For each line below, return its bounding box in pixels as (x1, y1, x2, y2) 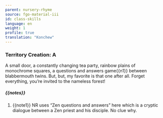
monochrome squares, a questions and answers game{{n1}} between (5, 68, 147, 74)
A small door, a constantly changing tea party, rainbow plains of (5, 62, 136, 68)
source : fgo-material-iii (5, 12, 59, 17)
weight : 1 (5, 26, 26, 31)
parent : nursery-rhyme (5, 7, 52, 12)
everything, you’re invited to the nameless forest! (5, 78, 105, 84)
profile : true (5, 30, 35, 35)
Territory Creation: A (5, 51, 56, 58)
